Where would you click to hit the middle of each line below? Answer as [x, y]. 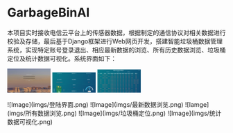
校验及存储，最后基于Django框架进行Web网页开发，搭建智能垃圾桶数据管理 [115, 41]
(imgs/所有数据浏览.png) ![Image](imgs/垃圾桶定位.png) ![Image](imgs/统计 [114, 113]
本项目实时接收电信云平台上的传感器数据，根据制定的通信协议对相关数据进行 [116, 32]
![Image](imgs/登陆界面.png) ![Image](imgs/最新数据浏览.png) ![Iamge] [108, 105]
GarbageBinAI [49, 13]
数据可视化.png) [30, 122]
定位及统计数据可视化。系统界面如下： [62, 58]
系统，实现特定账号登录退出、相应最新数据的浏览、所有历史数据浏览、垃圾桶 [116, 50]
